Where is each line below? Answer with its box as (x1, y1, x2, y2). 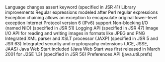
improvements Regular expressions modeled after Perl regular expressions (5, 9, 158, 15)
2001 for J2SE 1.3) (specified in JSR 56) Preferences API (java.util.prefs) (5, 51, 153, 57)
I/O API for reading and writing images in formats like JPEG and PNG (5, 31, 146, 36)
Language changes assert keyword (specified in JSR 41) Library (5, 4, 136, 10)
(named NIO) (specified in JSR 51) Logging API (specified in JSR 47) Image (5, 25, 159, 31)
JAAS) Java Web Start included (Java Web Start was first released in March (5, 46, 161, 52)
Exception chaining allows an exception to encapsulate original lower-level (5, 15, 158, 20)
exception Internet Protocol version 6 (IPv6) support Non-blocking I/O (5, 20, 148, 26)
